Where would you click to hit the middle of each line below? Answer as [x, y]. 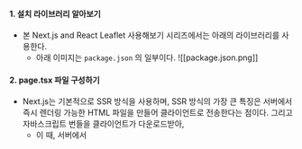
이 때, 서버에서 [61, 136]
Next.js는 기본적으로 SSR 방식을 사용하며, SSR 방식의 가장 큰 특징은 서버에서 [157, 101]
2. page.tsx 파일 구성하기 [55, 80]
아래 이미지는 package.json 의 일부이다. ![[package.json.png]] [147, 57]
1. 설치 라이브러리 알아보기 [55, 13]
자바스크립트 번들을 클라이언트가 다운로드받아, [103, 124]
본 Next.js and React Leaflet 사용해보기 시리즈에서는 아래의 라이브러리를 [151, 35]
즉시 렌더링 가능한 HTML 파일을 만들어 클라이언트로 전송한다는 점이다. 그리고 [157, 113]
